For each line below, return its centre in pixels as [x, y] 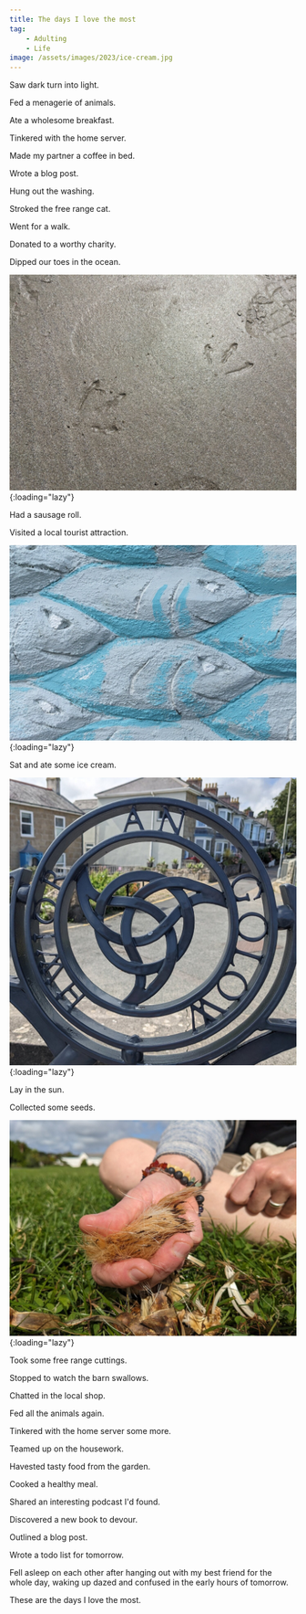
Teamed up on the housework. [67, 1449]
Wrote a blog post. [44, 174]
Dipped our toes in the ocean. [65, 262]
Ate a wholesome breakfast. [62, 121]
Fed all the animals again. [57, 1414]
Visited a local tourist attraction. [69, 533]
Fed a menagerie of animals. [63, 103]
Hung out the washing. [52, 191]
